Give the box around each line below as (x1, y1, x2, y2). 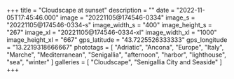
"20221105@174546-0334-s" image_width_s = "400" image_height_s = (6, 21, 213, 29)
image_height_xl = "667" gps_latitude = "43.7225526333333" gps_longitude (6, 36, 228, 44)
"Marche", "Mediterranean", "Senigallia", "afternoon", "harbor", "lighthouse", (6, 50, 227, 59)
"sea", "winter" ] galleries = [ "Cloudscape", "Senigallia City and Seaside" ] (6, 58, 222, 66)
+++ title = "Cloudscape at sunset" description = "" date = (6, 6, 175, 14)
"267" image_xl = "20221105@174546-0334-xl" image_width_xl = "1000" (6, 28, 217, 36)
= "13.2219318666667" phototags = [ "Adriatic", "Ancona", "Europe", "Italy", (6, 43, 224, 51)
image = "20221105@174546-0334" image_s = (60, 13, 195, 22)
